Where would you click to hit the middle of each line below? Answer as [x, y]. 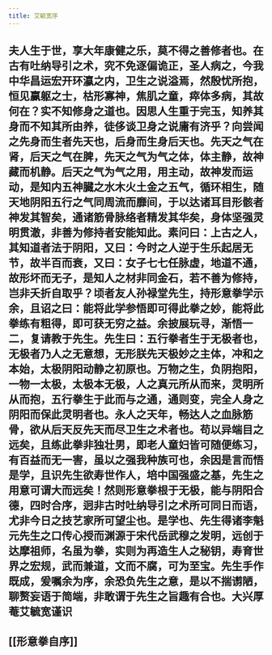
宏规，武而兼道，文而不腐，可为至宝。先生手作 [147, 566]
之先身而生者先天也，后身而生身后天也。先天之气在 [136, 142]
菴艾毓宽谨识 [40, 612]
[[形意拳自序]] [43, 642]
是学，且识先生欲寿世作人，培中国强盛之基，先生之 [136, 475]
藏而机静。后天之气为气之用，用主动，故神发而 [125, 172]
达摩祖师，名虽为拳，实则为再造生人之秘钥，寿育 [131, 551]
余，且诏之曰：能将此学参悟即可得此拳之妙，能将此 [136, 308]
